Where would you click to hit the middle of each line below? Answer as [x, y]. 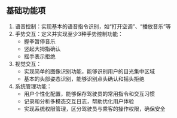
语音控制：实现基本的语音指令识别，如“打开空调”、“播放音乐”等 [93, 26]
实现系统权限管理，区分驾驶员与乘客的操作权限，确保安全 [94, 108]
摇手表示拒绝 [39, 56]
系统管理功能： [33, 86]
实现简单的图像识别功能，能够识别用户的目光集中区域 [89, 71]
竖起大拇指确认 [42, 49]
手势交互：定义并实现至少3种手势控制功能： [69, 34]
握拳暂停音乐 [39, 41]
